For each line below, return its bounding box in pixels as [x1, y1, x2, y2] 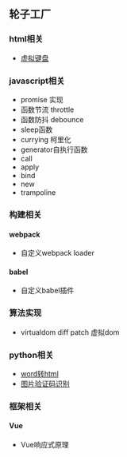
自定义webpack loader [20, 248, 94, 258]
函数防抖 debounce [20, 114, 84, 124]
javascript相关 [9, 75, 65, 86]
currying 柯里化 [20, 134, 72, 144]
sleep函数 [20, 125, 53, 134]
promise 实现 [20, 94, 63, 104]
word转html [20, 368, 59, 378]
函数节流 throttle [20, 105, 75, 114]
